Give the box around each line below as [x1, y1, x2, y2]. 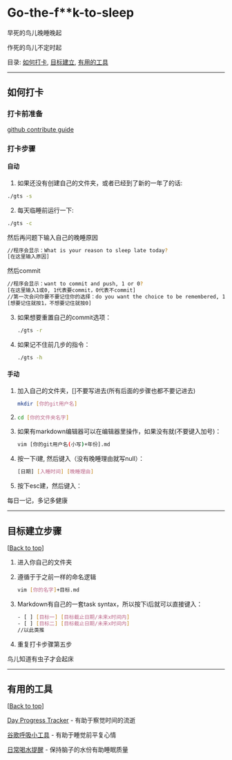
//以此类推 [17, 627, 45, 634]
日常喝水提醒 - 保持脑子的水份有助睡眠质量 [7, 745, 129, 754]
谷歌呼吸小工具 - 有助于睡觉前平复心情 [7, 731, 117, 739]
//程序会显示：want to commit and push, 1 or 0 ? [7, 281, 144, 287]
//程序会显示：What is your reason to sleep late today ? [7, 247, 168, 254]
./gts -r [17, 327, 43, 334]
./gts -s [7, 192, 32, 200]
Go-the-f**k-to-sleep [7, 5, 135, 21]
